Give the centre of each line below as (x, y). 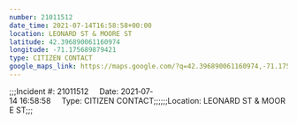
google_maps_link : (43, 67)
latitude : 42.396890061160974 (65, 42)
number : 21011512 (41, 17)
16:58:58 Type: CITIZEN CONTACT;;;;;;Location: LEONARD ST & (139, 100)
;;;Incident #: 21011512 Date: (64, 91)
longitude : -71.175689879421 (63, 50)
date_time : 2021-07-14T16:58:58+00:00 (80, 26)
